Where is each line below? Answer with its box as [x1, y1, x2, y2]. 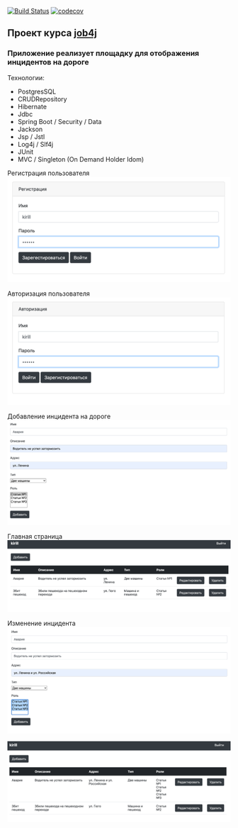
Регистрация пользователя [7, 169, 90, 177]
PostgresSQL [17, 87, 57, 96]
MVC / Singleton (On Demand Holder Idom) [17, 155, 144, 163]
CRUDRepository [17, 94, 67, 103]
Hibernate [17, 102, 47, 111]
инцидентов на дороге [7, 57, 90, 67]
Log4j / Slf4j [17, 140, 54, 148]
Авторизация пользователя [7, 289, 91, 298]
